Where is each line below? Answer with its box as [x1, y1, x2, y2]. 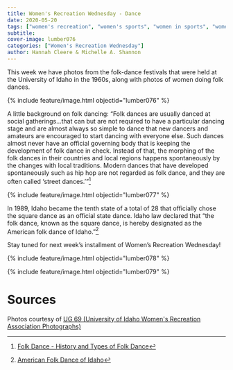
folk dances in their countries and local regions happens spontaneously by [7, 153, 221, 162]
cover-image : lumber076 [7, 36, 76, 43]
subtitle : [7, 29, 36, 37]
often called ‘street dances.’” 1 [7, 176, 92, 185]
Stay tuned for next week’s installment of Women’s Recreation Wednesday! [7, 241, 221, 249]
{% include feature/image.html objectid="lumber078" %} [7, 254, 170, 262]
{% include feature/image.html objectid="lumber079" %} [7, 268, 170, 276]
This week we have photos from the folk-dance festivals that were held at [7, 67, 217, 76]
